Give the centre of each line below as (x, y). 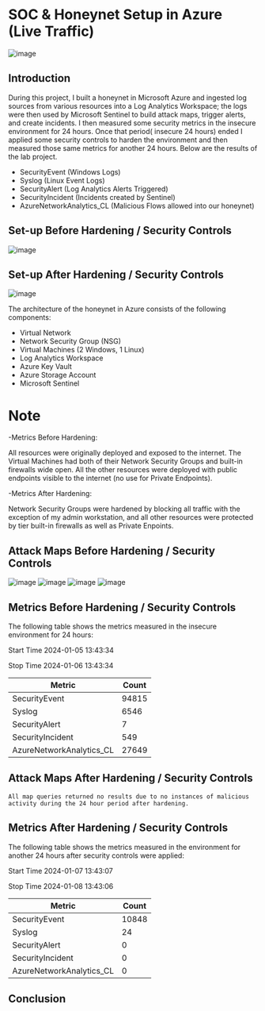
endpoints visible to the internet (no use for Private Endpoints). (110, 479)
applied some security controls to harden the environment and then (118, 140)
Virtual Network (45, 333)
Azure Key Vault (46, 367)
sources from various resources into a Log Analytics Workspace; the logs (128, 106)
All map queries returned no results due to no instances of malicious (129, 796)
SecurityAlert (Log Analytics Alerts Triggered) (94, 189)
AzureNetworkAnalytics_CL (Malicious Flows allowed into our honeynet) (137, 206)
